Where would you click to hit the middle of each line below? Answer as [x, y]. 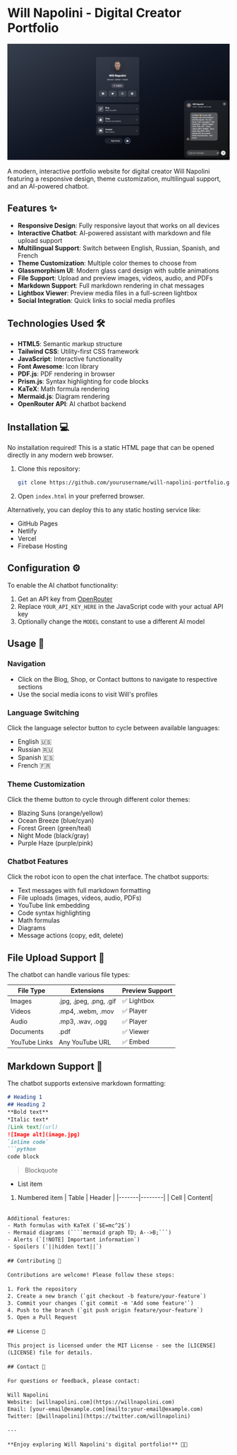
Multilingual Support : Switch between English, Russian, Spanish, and [119, 248]
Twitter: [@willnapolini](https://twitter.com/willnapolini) [99, 1417]
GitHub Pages [38, 523]
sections [30, 687]
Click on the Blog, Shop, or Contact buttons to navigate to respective [117, 679]
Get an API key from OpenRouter [65, 599]
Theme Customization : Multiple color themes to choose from [107, 263]
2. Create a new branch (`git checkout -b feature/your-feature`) [107, 1296]
